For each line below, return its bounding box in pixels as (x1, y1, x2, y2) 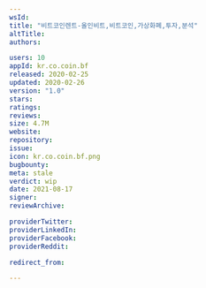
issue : (9, 144, 34, 153)
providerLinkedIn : (9, 225, 77, 234)
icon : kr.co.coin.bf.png (9, 152, 101, 161)
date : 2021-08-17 (9, 185, 73, 194)
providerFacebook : (9, 233, 77, 243)
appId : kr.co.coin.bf (9, 62, 89, 71)
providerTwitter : (9, 217, 73, 226)
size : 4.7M (9, 119, 50, 128)
